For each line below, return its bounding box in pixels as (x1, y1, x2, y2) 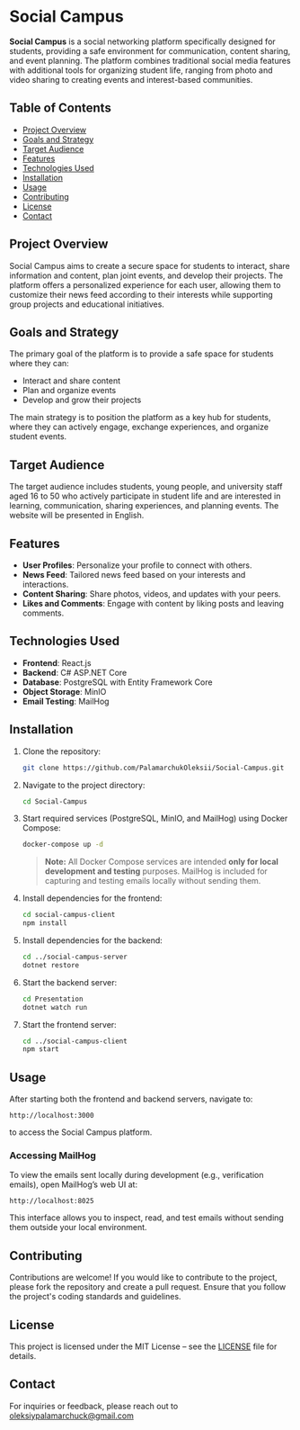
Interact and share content (22, 375, 121, 386)
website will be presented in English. (9, 510, 145, 521)
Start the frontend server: (22, 1019, 117, 1030)
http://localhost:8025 (9, 1197, 94, 1206)
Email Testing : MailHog (22, 696, 110, 706)
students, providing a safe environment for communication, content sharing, (9, 45, 291, 56)
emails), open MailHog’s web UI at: (9, 1179, 137, 1190)
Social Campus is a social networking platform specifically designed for (9, 36, 276, 47)
